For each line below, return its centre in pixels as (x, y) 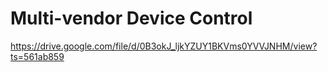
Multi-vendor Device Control (131, 18)
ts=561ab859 (37, 56)
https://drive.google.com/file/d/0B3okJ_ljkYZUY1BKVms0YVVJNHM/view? (164, 46)
